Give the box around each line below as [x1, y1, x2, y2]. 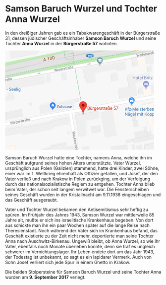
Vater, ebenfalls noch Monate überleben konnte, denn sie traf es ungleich [5, 243, 155, 249]
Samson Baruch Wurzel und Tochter [5, 3, 158, 14]
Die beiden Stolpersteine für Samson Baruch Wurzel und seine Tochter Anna [5, 269, 162, 275]
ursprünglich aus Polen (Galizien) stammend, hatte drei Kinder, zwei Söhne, [5, 165, 160, 171]
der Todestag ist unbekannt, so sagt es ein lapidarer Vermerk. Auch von [5, 254, 152, 260]
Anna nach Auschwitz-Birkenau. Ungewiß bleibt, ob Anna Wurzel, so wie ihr [5, 238, 160, 244]
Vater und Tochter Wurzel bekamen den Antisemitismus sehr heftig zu [5, 207, 149, 213]
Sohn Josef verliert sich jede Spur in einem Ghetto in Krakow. [5, 259, 130, 265]
